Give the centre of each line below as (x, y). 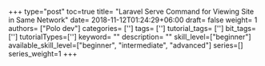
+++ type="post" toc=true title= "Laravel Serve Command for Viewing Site (131, 12)
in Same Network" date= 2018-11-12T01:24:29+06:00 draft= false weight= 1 (133, 20)
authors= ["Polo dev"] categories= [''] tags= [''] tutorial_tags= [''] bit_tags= (132, 28)
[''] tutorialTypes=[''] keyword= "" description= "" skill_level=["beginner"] (130, 37)
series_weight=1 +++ (43, 54)
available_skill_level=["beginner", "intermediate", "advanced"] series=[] (126, 45)
